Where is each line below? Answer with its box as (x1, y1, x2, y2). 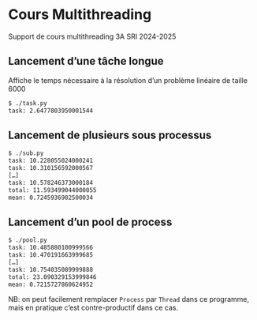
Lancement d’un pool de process (8, 215, 173, 228)
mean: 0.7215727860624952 (8, 280, 93, 288)
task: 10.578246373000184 (8, 179, 93, 186)
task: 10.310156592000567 (8, 164, 93, 172)
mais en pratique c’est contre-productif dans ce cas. (8, 303, 179, 313)
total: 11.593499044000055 (8, 186, 97, 194)
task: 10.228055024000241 (8, 156, 93, 165)
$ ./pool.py (8, 236, 47, 244)
